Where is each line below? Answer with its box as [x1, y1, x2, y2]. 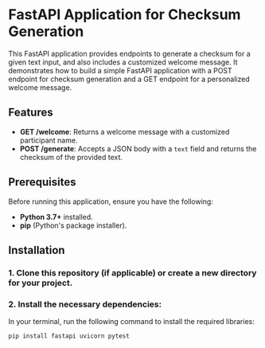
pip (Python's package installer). [19, 221, 127, 230]
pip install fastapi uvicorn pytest [8, 332, 130, 340]
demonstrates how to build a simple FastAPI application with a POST [8, 65, 232, 75]
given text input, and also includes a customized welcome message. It [8, 57, 238, 67]
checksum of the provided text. [19, 152, 123, 162]
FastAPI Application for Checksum [8, 6, 241, 24]
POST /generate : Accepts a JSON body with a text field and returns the [19, 143, 257, 153]
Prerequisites [8, 175, 76, 189]
